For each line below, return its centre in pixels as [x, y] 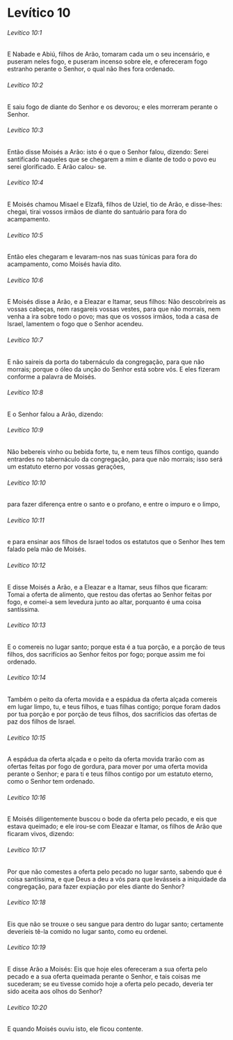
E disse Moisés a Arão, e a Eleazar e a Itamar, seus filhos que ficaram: [108, 587]
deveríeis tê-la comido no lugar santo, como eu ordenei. [88, 931]
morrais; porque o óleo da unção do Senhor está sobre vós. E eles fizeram [114, 369]
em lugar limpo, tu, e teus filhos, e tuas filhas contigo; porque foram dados [114, 707]
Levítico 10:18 [27, 902]
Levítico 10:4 [25, 182]
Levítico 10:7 [25, 340]
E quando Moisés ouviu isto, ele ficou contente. [75, 1029]
